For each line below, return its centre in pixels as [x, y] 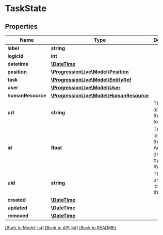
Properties [21, 26]
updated [17, 208]
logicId [16, 56]
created [16, 200]
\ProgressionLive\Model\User [86, 88]
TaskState [26, 8]
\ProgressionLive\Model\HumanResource [100, 95]
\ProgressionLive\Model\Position [90, 72]
